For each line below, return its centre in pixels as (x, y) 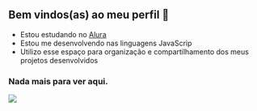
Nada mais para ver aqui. (59, 81)
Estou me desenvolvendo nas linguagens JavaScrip (106, 43)
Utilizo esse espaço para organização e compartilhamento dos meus (134, 51)
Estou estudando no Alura (63, 34)
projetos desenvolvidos (59, 60)
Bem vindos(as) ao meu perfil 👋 (89, 15)
